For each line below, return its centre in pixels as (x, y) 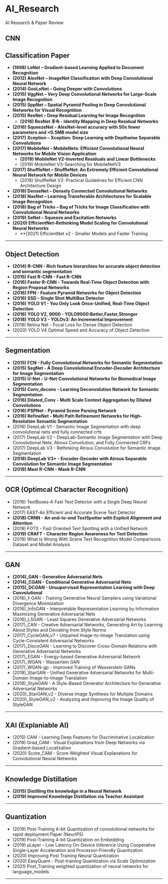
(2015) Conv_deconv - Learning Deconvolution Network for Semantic (85, 389)
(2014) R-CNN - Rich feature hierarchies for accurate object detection (86, 266)
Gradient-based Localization (42, 748)
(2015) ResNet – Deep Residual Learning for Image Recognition (79, 115)
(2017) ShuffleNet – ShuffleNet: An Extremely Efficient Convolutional (85, 170)
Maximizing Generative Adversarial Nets (54, 614)
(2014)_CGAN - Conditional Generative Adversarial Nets (72, 582)
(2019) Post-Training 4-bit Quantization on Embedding (68, 839)
